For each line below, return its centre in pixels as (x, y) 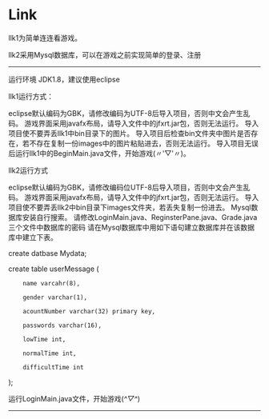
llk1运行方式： (31, 96)
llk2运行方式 (28, 170)
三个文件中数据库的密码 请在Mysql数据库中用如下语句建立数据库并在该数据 (131, 227)
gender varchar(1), (55, 297)
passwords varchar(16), (62, 325)
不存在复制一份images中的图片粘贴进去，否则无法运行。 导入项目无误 (144, 143)
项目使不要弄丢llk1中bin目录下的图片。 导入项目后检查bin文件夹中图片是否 (130, 133)
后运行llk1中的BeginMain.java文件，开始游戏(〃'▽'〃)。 (99, 153)
